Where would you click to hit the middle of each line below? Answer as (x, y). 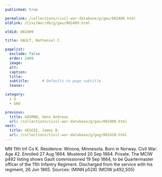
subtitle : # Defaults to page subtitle (55, 81)
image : (16, 63)
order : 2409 (22, 59)
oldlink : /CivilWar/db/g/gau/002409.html (48, 23)
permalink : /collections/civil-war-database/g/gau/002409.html (71, 18)
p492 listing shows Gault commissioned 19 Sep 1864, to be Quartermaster (79, 159)
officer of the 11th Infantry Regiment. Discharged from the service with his (79, 164)
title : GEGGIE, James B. (35, 130)
